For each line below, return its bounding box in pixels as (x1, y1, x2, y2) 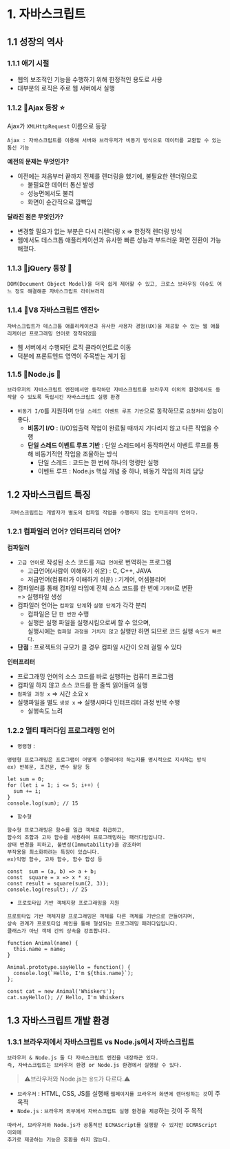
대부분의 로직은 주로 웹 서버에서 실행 (17, 84, 115, 92)
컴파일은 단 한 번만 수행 (27, 610, 90, 618)
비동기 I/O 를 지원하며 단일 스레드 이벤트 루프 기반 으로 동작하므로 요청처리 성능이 (17, 406, 224, 415)
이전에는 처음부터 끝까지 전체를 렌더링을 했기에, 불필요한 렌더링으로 (17, 172, 198, 180)
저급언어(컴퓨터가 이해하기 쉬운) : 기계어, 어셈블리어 (27, 576, 167, 584)
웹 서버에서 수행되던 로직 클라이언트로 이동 (17, 343, 132, 351)
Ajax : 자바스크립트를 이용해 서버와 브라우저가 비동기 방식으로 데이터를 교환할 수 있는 (7, 137, 222, 144)
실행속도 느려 (27, 707, 63, 715)
